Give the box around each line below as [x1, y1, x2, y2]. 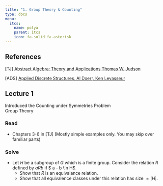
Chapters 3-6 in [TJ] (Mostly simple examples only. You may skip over [12, 131, 154, 137]
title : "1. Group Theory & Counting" [5, 7, 82, 12]
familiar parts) [12, 136, 41, 142]
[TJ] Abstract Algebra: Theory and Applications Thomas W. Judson [5, 66, 141, 72]
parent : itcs [14, 30, 41, 35]
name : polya [14, 26, 38, 30]
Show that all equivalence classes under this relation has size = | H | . [19, 175, 158, 182]
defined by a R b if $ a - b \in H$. [12, 165, 77, 171]
